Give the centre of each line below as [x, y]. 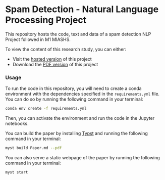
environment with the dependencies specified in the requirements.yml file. [82, 94]
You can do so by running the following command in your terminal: [74, 99]
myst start [17, 172]
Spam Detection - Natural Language [82, 9]
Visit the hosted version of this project [52, 59]
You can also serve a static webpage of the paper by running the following [82, 157]
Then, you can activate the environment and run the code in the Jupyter [80, 118]
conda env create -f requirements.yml [46, 109]
